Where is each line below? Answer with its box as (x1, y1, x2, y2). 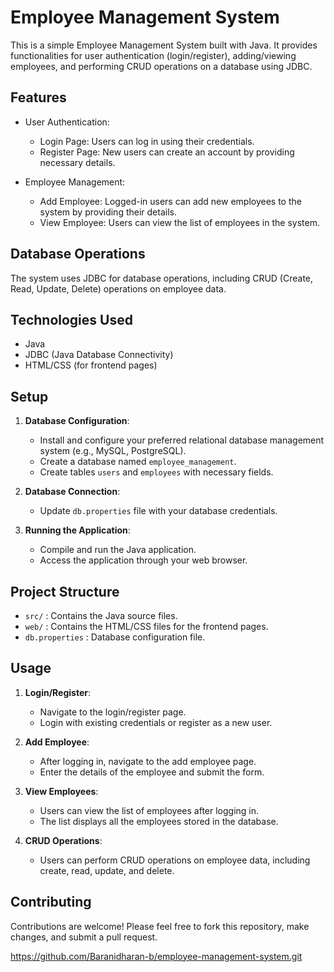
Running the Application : (24, 524, 131, 536)
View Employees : (24, 785, 99, 797)
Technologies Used (10, 311, 133, 328)
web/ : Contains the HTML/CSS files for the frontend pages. (24, 621, 269, 632)
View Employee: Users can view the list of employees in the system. (39, 216, 320, 228)
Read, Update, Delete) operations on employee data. (10, 282, 227, 295)
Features (10, 89, 67, 106)
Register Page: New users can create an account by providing (39, 146, 295, 158)
